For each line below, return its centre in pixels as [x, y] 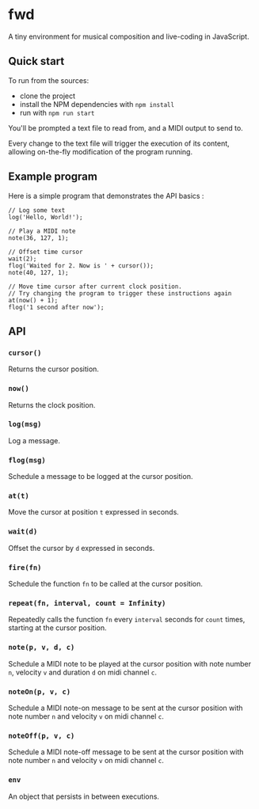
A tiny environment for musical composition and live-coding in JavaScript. [129, 36]
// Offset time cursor [46, 252]
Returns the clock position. [52, 404]
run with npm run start [57, 112]
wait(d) [23, 532]
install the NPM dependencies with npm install [97, 104]
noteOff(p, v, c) [42, 735]
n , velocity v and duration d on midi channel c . [82, 672]
